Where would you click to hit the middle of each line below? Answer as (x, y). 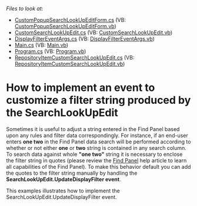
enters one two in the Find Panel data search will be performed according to (98, 142)
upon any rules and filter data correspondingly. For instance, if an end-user (97, 135)
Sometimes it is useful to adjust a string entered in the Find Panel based (93, 129)
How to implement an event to (81, 88)
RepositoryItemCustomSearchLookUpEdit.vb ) (70, 64)
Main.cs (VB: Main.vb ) (41, 45)
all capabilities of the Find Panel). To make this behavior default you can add (98, 166)
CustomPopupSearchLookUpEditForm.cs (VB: (70, 20)
